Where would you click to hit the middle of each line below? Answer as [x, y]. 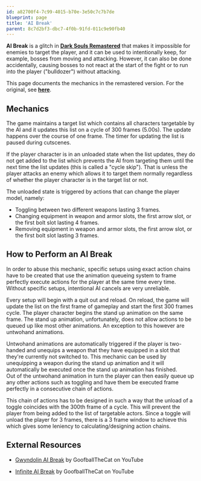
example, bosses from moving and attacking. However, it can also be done [99, 59]
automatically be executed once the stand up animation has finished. [92, 369]
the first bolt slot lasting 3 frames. [57, 236]
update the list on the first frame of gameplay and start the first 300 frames [100, 306]
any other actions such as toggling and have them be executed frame [93, 382]
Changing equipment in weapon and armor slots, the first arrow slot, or [103, 216]
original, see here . [29, 90]
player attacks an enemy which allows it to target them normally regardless [100, 173]
